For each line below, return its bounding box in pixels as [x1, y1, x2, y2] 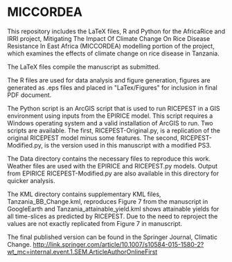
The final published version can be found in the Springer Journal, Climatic [7, 233, 218, 241]
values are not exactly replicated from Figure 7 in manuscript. [7, 219, 182, 227]
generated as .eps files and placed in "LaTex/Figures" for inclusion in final [7, 83, 218, 91]
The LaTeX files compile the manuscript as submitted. [7, 62, 161, 71]
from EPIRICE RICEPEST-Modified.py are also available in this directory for [7, 169, 220, 177]
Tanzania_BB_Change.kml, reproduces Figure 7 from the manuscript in [7, 197, 208, 205]
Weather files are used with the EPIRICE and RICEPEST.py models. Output [7, 161, 218, 170]
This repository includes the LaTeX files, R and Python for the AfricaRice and [7, 27, 226, 35]
